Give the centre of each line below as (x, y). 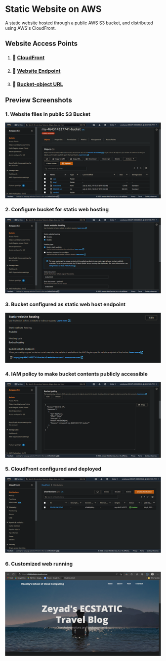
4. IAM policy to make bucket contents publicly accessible (77, 374)
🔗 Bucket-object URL (38, 84)
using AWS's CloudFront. (31, 28)
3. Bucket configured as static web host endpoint (65, 304)
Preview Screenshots (39, 100)
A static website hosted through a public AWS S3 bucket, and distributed (79, 23)
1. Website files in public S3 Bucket (48, 114)
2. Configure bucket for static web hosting (57, 210)
